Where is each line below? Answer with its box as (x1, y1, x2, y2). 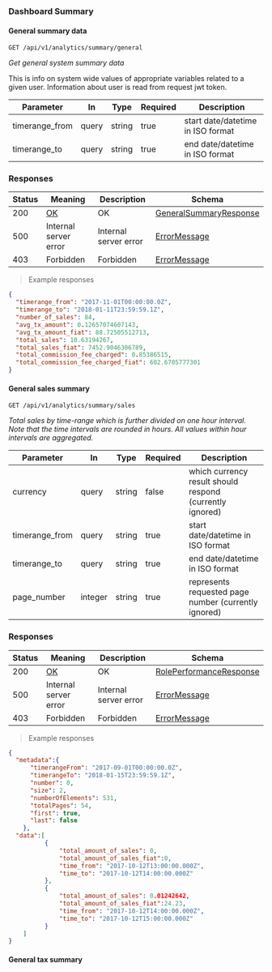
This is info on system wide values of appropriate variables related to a (8, 74, 244, 83)
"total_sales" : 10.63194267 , (15, 336, 114, 344)
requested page (189, 586, 249, 597)
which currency (189, 466, 249, 477)
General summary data (8, 26, 87, 36)
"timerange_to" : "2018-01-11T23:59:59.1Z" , (15, 306, 164, 314)
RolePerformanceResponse (155, 666, 260, 677)
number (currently (189, 597, 258, 608)
